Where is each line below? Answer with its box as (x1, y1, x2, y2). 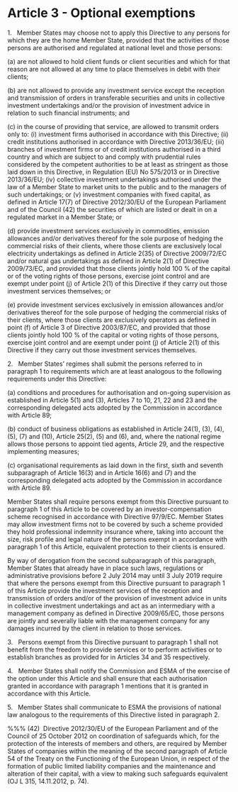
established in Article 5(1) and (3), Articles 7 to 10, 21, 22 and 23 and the (7, 396, 217, 404)
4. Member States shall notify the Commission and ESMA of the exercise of (7, 666, 230, 675)
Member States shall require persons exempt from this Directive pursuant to (7, 497, 229, 506)
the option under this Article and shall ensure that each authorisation (7, 674, 208, 682)
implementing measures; (7, 447, 80, 455)
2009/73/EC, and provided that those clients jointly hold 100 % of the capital (7, 264, 230, 272)
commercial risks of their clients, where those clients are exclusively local (7, 241, 222, 250)
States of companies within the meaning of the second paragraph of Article (7, 747, 228, 755)
